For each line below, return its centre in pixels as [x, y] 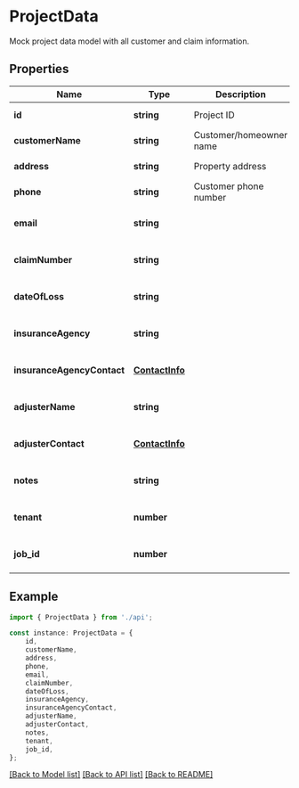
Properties [39, 69]
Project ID [214, 115]
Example [34, 597]
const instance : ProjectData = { [71, 633]
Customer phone [229, 186]
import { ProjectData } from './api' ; [81, 617]
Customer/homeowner [241, 135]
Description [241, 94]
